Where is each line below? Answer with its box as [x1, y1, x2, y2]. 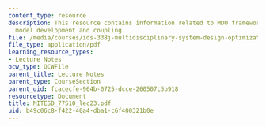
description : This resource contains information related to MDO [8, 19, 228, 27]
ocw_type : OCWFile [8, 63, 69, 71]
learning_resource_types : [8, 48, 93, 56]
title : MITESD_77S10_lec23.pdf [8, 99, 112, 107]
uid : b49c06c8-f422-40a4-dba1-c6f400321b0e [8, 107, 154, 115]
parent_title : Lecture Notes [8, 70, 104, 78]
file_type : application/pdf [8, 41, 101, 49]
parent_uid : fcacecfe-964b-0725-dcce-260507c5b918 [8, 84, 179, 93]
